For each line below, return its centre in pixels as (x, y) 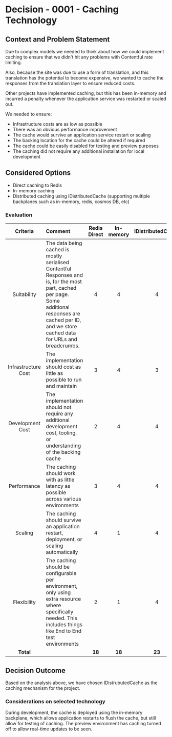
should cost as (63, 367)
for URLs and (62, 340)
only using (58, 592)
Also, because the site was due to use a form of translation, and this (77, 72)
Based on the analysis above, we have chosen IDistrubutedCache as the (81, 683)
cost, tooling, (61, 433)
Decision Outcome (35, 670)
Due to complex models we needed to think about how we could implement (85, 52)
